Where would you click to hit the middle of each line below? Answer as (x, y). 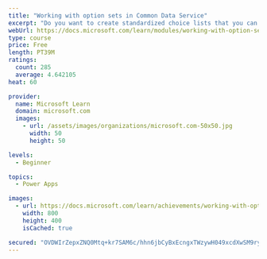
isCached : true (48, 228)
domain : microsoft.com (53, 111)
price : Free (28, 45)
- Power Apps (37, 184)
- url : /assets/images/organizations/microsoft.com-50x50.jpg (128, 126)
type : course (30, 38)
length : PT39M (32, 52)
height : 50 (47, 141)
